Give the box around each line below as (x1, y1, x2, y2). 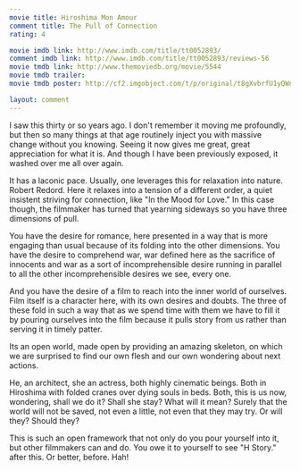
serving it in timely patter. (9, 324, 103, 334)
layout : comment (9, 95, 70, 104)
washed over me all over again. (9, 157, 124, 168)
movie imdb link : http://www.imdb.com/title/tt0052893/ (9, 46, 221, 55)
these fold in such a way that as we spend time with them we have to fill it (9, 305, 280, 315)
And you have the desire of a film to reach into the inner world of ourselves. (9, 285, 287, 296)
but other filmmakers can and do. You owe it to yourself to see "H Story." (9, 442, 277, 452)
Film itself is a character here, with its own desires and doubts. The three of (9, 295, 287, 306)
